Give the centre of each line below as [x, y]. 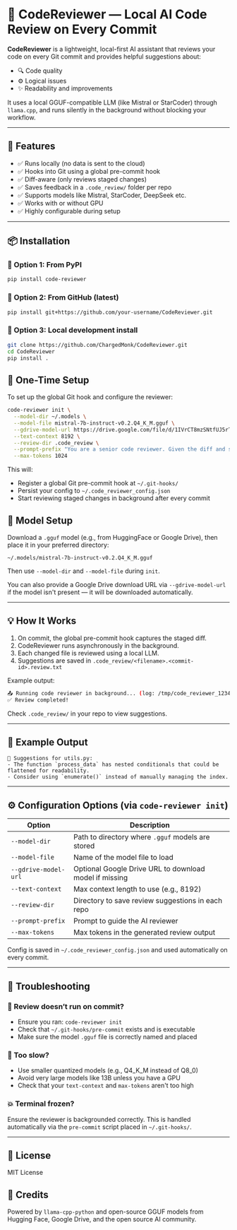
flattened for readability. [49, 771]
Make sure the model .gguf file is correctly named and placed [107, 1036]
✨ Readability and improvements [65, 88]
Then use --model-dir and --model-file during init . [84, 571]
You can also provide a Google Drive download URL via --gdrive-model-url [117, 585]
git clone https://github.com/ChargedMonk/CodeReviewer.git [98, 345]
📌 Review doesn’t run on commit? [66, 1006]
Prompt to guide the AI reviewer [126, 921]
